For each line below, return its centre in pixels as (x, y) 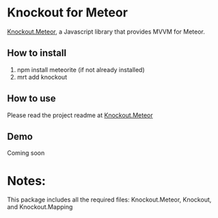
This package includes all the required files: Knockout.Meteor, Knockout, (109, 199)
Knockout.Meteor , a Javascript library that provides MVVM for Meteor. (106, 32)
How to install (37, 53)
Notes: (27, 181)
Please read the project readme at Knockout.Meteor (80, 115)
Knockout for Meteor (68, 13)
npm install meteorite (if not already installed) (81, 69)
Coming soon (26, 153)
